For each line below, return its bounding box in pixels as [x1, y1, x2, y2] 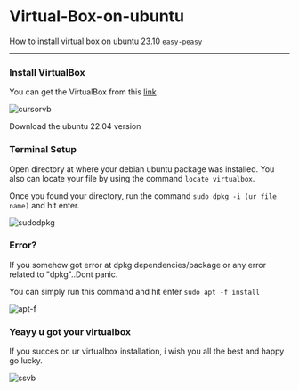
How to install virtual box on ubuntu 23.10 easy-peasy [9, 36, 203, 46]
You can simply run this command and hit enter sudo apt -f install [9, 286, 261, 297]
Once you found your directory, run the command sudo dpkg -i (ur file [9, 190, 278, 201]
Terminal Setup [9, 143, 77, 156]
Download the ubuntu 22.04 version [9, 121, 141, 132]
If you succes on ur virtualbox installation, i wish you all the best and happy [9, 346, 285, 357]
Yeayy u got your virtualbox [9, 325, 132, 338]
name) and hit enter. [9, 200, 80, 210]
